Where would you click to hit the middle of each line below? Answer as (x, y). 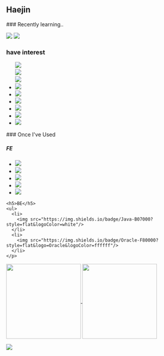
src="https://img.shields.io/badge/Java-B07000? (92, 219)
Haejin (18, 10)
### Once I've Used (31, 135)
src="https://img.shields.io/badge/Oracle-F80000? (95, 240)
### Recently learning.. (35, 24)
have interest (26, 52)
